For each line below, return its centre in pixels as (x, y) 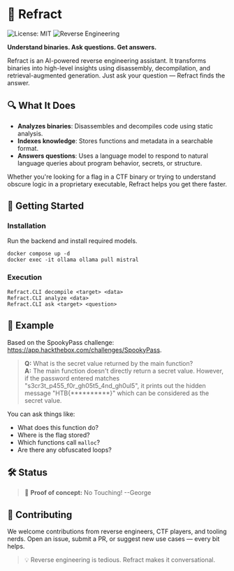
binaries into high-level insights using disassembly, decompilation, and (109, 68)
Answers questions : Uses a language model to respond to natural (112, 156)
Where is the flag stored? (53, 435)
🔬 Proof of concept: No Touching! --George (88, 493)
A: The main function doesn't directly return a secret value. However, (124, 371)
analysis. (30, 133)
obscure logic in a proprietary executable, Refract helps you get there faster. (117, 184)
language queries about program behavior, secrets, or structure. (110, 163)
